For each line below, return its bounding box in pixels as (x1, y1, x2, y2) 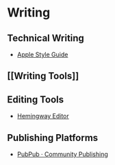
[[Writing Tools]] (7, 70, 79, 82)
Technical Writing (7, 32, 84, 44)
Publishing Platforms (7, 132, 99, 144)
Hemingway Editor (16, 112, 70, 120)
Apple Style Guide (16, 50, 68, 58)
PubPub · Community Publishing (16, 150, 108, 159)
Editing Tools (7, 93, 64, 105)
